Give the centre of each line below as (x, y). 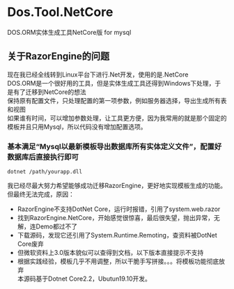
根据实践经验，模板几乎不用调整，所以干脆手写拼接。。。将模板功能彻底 (118, 261)
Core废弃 (30, 244)
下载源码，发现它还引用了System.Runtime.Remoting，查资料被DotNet (117, 235)
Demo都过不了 (57, 226)
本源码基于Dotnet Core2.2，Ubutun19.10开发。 (84, 279)
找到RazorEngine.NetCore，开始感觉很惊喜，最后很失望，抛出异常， (116, 218)
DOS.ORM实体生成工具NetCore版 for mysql (69, 32)
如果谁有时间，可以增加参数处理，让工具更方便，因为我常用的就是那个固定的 (117, 118)
